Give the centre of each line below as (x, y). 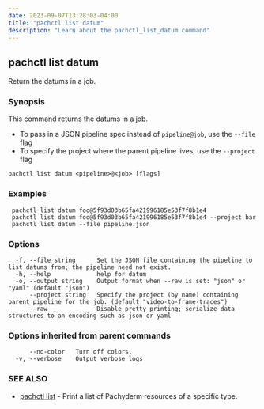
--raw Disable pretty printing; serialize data (132, 309)
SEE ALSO (28, 379)
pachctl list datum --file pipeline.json (81, 224)
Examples (28, 194)
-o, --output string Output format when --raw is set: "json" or (130, 282)
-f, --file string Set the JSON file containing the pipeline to (134, 261)
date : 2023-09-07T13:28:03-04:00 (63, 15)
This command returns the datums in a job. (78, 119)
